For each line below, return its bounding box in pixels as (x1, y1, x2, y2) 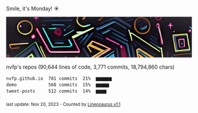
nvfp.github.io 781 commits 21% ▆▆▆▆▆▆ (6, 76, 112, 82)
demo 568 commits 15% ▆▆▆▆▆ (6, 82, 110, 88)
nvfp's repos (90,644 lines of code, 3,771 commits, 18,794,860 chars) (6, 63, 175, 70)
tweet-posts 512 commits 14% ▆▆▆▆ (6, 88, 107, 94)
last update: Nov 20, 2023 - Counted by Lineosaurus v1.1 (6, 101, 121, 107)
